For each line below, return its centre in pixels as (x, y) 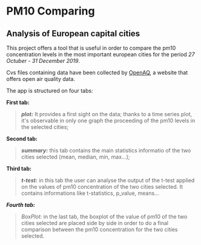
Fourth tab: (21, 205)
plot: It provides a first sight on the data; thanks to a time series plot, (107, 114)
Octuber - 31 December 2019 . (43, 61)
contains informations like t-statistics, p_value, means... (90, 193)
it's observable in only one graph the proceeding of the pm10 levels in (108, 120)
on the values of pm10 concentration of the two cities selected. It (102, 187)
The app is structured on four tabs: (50, 91)
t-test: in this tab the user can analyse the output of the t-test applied (108, 180)
